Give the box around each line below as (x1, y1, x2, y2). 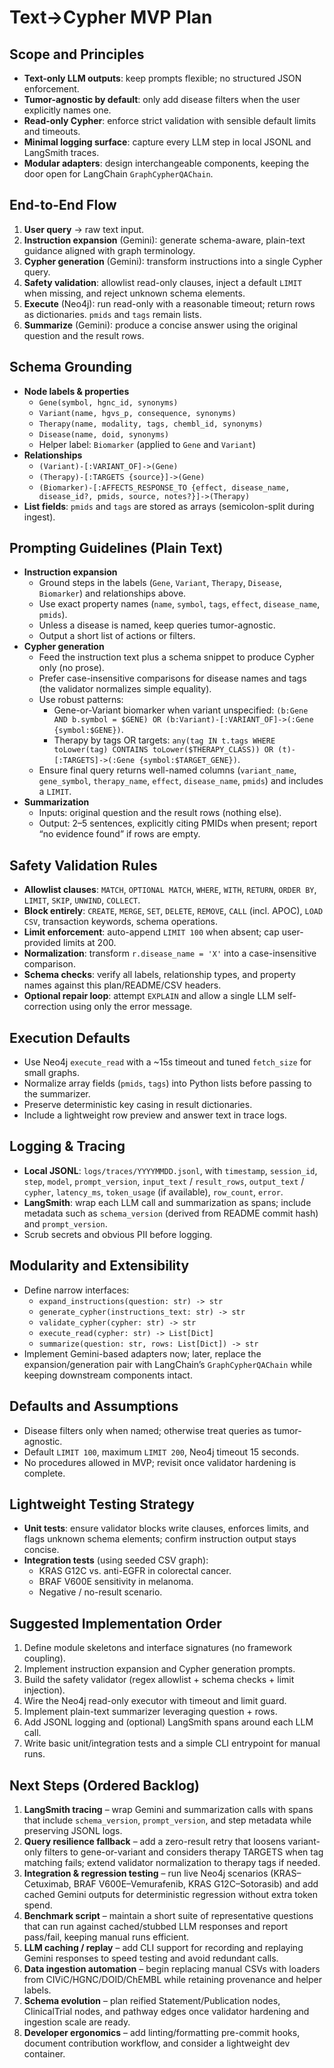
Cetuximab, (23, 1877, 72, 1890)
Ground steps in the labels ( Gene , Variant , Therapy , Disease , (38, 577, 282, 589)
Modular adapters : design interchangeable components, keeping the (23, 157, 310, 169)
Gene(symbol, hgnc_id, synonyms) (38, 397, 179, 408)
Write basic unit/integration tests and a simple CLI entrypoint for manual (23, 1737, 321, 1750)
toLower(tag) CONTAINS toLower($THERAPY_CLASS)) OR (53, 745, 274, 755)
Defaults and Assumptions (9, 1398, 179, 1415)
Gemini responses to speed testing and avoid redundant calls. (23, 1952, 279, 1964)
